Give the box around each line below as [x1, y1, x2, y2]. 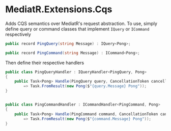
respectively [5, 31, 32, 37]
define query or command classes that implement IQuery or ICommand [5, 25, 150, 32]
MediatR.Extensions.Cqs [5, 4, 112, 15]
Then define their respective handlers [5, 60, 84, 66]
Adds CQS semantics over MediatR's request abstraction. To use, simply [5, 20, 158, 27]
